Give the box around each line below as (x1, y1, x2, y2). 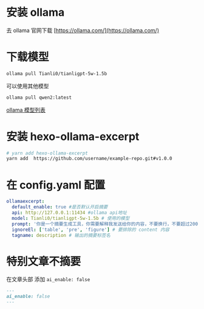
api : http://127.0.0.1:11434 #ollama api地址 (12, 210, 127, 216)
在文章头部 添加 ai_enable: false (6, 276, 90, 283)
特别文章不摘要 (6, 254, 81, 268)
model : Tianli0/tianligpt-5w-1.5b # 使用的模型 (12, 215, 130, 221)
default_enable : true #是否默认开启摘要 (12, 204, 108, 210)
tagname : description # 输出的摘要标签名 (12, 232, 111, 238)
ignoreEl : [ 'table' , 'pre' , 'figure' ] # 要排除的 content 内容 (12, 227, 170, 233)
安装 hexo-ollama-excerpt (6, 130, 140, 143)
